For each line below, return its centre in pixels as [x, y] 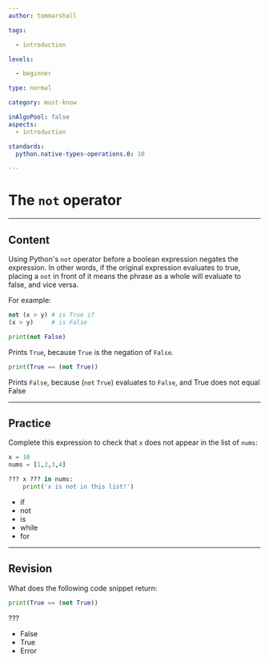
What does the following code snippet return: [83, 588]
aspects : [23, 124]
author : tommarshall [43, 16]
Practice [30, 423]
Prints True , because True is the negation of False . [91, 352]
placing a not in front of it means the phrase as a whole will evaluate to [125, 276]
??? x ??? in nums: [41, 479]
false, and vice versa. [44, 285]
